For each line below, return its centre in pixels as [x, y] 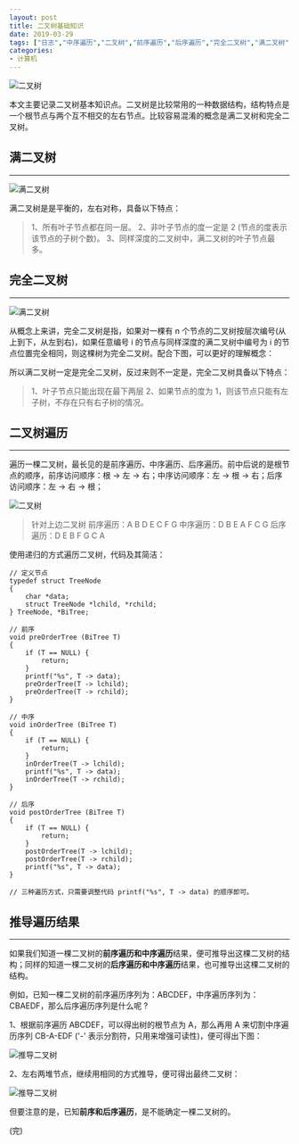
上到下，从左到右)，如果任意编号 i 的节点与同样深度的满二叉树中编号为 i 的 [145, 342]
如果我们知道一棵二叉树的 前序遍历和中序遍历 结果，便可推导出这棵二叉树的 [145, 953]
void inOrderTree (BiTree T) [63, 725]
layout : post [33, 17]
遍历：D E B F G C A [68, 535]
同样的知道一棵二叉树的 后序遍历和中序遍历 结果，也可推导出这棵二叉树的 [157, 965]
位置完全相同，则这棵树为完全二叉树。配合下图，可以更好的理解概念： [145, 352]
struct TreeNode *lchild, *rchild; [91, 605]
